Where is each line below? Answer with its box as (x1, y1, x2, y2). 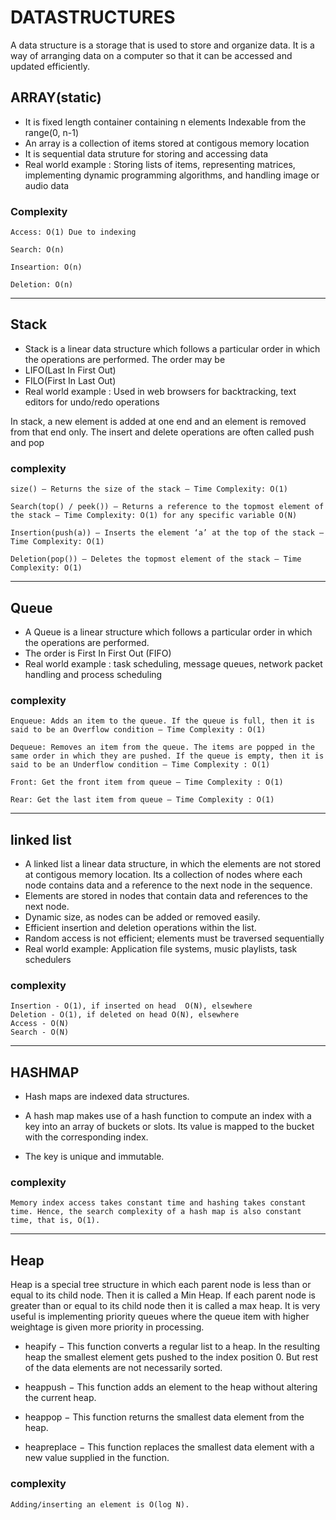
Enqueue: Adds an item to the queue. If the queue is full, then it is (10, 716, 315, 726)
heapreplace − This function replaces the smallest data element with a (24, 1441, 315, 1453)
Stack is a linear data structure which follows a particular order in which (24, 342, 321, 355)
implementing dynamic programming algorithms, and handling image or (24, 169, 320, 181)
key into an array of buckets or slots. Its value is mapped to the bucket (24, 1121, 315, 1133)
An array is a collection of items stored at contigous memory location (24, 137, 310, 149)
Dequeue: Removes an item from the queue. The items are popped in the (10, 742, 315, 753)
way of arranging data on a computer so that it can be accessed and (10, 49, 293, 61)
